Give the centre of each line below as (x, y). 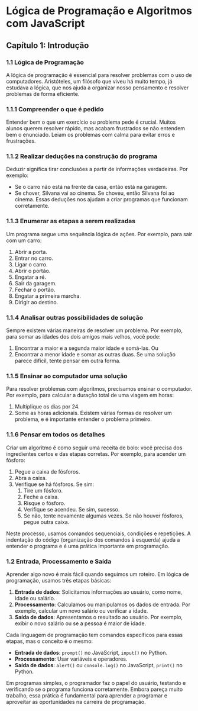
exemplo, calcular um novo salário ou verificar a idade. (81, 610)
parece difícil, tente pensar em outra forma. (68, 361)
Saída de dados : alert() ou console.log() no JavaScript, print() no (99, 665)
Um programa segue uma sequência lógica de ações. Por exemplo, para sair (99, 234)
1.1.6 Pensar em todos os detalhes (56, 435)
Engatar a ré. (30, 277)
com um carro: (24, 240)
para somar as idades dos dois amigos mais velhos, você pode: (83, 337)
